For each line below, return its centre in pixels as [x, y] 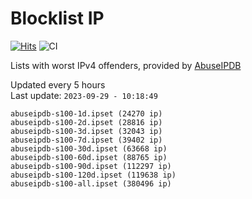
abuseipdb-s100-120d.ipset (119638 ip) [93, 175]
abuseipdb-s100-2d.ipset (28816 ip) [86, 122]
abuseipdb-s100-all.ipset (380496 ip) [91, 183]
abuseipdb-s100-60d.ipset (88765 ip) [89, 157]
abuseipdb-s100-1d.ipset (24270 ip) [86, 113]
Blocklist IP [57, 18]
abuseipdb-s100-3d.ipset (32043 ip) [86, 131]
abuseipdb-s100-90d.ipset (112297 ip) [91, 166]
